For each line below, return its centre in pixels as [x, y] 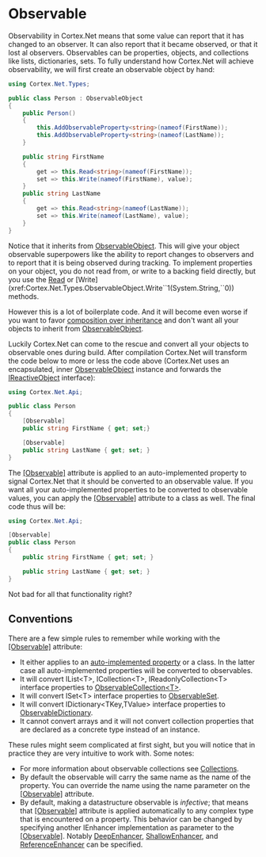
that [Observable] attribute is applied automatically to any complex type [137, 810]
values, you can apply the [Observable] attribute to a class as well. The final [132, 498]
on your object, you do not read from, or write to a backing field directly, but [132, 271]
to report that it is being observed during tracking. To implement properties [131, 262]
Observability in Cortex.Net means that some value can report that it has [126, 36]
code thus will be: [37, 506]
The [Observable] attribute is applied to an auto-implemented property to [127, 472]
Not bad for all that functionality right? [70, 594]
